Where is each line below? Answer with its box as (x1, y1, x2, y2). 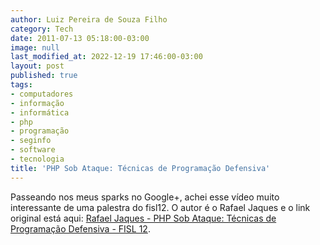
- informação (10, 98, 65, 108)
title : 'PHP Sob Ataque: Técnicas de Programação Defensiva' (10, 163, 271, 173)
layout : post (10, 61, 65, 71)
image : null (10, 42, 60, 53)
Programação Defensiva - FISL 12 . (10, 222, 151, 235)
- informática (10, 107, 70, 118)
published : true (10, 71, 78, 81)
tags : (10, 80, 33, 90)
